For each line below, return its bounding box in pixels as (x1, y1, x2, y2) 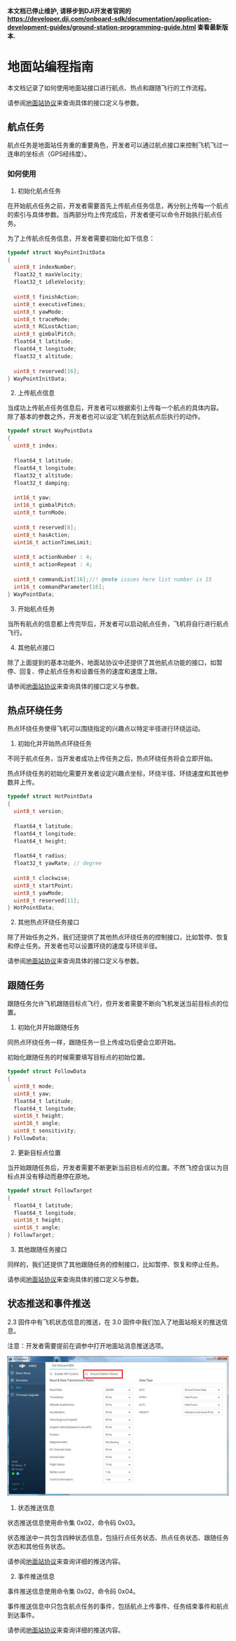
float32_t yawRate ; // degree (13, 860, 102, 867)
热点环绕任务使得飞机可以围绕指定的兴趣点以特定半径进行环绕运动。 (7, 724, 204, 733)
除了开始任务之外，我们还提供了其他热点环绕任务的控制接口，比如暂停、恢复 (7, 933, 229, 941)
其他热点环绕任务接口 (17, 918, 79, 926)
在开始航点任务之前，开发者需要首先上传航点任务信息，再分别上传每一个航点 (7, 201, 229, 210)
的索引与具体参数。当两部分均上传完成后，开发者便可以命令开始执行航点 (7, 210, 216, 218)
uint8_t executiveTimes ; (13, 301, 86, 308)
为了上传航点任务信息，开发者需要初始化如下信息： (7, 234, 155, 242)
